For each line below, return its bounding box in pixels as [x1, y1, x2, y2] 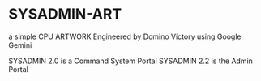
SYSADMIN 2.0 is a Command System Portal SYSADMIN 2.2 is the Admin [8, 56, 254, 66]
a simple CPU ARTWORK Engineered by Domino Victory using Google [8, 32, 242, 41]
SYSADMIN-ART [8, 5, 122, 23]
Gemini [8, 40, 32, 49]
